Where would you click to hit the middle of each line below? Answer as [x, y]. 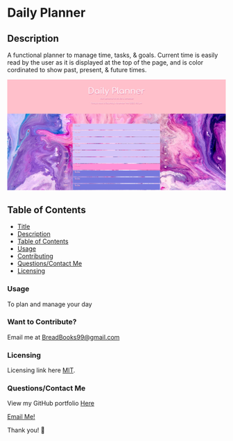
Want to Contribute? [42, 322]
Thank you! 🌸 [26, 430]
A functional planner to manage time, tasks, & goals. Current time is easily [113, 55]
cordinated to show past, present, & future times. [77, 70]
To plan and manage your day [50, 304]
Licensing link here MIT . [41, 370]
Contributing [35, 256]
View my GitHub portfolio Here [51, 403]
